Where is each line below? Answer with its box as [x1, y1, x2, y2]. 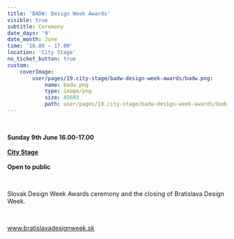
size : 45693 [44, 94, 79, 101]
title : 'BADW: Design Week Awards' [7, 10, 111, 17]
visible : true [7, 17, 49, 24]
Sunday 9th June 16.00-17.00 [7, 133, 94, 141]
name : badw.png [44, 81, 89, 88]
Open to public [7, 163, 51, 171]
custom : [7, 62, 30, 69]
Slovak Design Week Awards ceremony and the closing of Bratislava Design [7, 189, 225, 198]
